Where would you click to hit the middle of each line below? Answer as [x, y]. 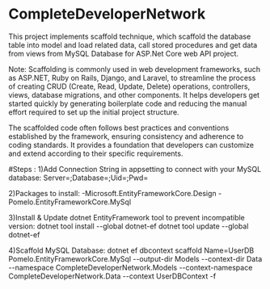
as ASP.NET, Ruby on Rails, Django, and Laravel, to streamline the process [132, 77]
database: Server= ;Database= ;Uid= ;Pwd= [78, 178]
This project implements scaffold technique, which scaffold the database [130, 36]
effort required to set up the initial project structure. [94, 112]
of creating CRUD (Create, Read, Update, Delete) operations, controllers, [129, 86]
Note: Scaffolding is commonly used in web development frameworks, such [135, 69]
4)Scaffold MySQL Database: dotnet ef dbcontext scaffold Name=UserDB [131, 250]
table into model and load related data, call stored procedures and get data [133, 44]
